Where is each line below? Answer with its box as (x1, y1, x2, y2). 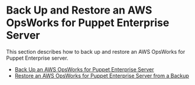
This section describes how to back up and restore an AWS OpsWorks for (6, 48, 186, 55)
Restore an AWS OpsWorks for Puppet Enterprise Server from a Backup (14, 72, 189, 79)
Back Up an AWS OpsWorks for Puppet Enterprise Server (14, 66, 154, 73)
